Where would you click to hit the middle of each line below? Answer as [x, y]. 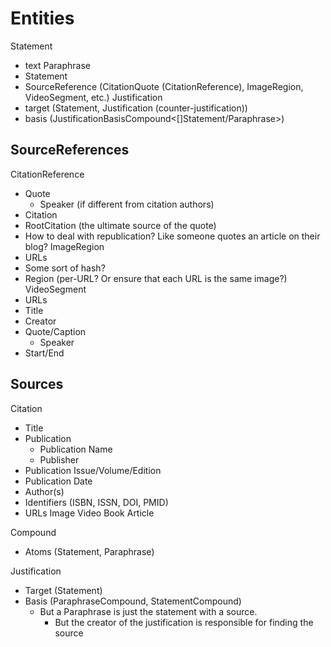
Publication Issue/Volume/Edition [93, 470]
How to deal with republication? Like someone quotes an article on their [172, 236]
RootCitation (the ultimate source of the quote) [120, 225]
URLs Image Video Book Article [89, 513]
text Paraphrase [57, 65]
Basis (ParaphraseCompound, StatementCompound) [133, 601]
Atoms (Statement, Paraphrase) [89, 551]
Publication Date [58, 481]
